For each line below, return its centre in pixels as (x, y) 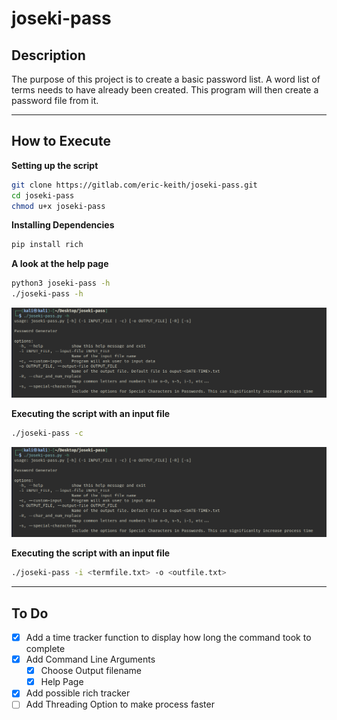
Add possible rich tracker (78, 693)
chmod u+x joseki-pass (58, 206)
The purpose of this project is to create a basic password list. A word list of (166, 79)
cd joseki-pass (43, 195)
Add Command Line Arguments (90, 659)
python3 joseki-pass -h (61, 283)
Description (48, 55)
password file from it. (55, 100)
